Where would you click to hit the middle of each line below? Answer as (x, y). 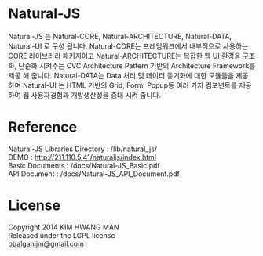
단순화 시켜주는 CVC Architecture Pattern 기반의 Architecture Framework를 (137, 65)
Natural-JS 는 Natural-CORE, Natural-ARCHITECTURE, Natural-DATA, (120, 36)
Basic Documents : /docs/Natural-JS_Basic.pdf (84, 165)
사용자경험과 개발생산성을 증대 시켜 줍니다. (96, 95)
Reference (42, 127)
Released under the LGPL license (62, 235)
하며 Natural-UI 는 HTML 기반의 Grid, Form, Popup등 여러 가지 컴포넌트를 (123, 85)
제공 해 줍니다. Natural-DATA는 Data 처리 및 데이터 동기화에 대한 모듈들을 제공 (128, 75)
